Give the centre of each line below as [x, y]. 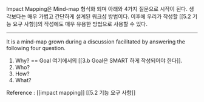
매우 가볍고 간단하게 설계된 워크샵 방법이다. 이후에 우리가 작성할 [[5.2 [109, 16]
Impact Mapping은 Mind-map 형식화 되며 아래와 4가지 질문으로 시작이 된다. [97, 9]
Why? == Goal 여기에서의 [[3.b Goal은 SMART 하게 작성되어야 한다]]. [99, 60]
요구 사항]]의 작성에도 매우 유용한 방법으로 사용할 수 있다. [80, 24]
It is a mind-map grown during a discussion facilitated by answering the [96, 42]
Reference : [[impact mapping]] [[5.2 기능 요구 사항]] [71, 93]
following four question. [36, 48]
